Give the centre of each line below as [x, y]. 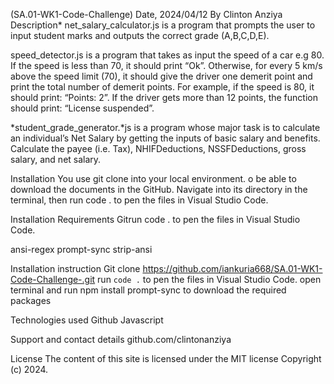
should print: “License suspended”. [82, 108]
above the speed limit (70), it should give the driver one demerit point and [161, 76]
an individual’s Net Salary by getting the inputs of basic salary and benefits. [165, 138]
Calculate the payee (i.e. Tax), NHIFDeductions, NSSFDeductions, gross [158, 148]
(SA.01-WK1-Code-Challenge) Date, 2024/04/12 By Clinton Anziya [146, 14]
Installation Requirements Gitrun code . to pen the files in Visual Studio [155, 219]
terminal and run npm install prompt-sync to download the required [148, 290]
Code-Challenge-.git [53, 279]
